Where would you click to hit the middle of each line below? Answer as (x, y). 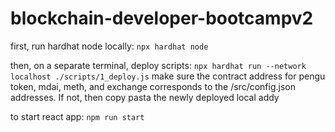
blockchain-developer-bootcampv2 (162, 18)
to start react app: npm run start (77, 116)
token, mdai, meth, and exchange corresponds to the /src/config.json (153, 86)
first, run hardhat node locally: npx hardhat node (109, 46)
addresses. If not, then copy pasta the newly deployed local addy (145, 97)
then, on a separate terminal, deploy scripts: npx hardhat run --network (158, 65)
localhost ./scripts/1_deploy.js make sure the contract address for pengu (168, 76)
